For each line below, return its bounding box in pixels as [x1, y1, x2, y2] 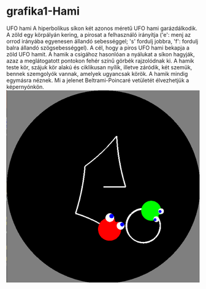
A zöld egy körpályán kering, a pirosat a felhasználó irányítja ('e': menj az [6, 31, 191, 38]
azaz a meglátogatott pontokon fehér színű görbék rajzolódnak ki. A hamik [6, 57, 194, 64]
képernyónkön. [6, 83, 45, 90]
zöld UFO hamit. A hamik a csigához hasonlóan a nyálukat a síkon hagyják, [6, 50, 195, 58]
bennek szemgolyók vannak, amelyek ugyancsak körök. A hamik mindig [6, 70, 188, 77]
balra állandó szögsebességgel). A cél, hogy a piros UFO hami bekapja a [6, 44, 190, 51]
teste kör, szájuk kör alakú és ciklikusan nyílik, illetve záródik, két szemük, [6, 63, 193, 71]
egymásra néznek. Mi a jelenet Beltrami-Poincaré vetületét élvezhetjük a [6, 77, 189, 84]
